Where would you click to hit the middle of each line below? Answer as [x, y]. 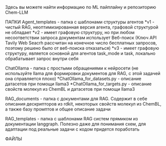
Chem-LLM [17, 12]
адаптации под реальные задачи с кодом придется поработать [72, 129]
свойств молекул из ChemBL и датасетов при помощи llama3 [70, 89]
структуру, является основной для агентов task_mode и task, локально [80, 53]
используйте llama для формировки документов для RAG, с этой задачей [83, 73]
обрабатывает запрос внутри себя [42, 58]
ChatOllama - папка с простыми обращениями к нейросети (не [72, 68]
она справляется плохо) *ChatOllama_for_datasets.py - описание [73, 79]
